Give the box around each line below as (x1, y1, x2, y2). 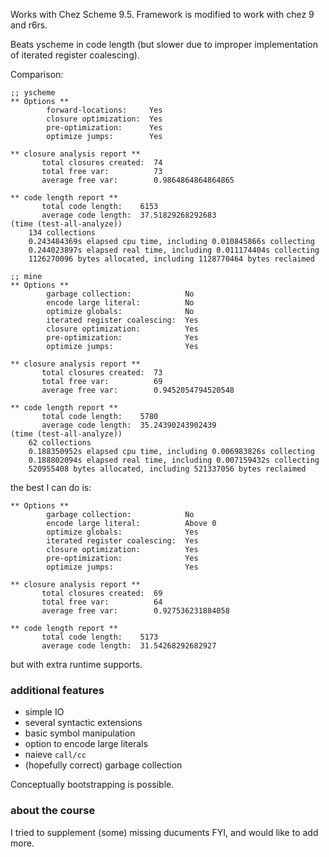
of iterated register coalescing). (10, 49, 140, 61)
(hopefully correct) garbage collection (24, 759, 183, 771)
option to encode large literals (24, 738, 148, 750)
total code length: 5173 (41, 632, 159, 642)
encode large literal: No (46, 298, 195, 308)
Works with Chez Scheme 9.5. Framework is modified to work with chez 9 (10, 9, 315, 20)
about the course (10, 804, 96, 818)
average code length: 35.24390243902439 (41, 420, 217, 430)
